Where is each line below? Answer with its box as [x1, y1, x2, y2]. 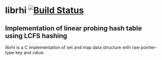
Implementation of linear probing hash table [5, 24, 142, 32]
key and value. [15, 50, 45, 55]
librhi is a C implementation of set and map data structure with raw [5, 45, 140, 50]
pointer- [140, 45, 157, 50]
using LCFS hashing [5, 31, 67, 40]
